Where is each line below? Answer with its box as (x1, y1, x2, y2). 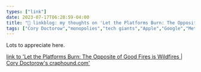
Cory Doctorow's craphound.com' (6, 60, 90, 67)
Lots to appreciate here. (6, 42, 65, 49)
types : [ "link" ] (6, 8, 47, 15)
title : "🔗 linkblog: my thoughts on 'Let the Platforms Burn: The (6, 20, 175, 26)
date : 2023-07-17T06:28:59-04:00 (6, 14, 90, 20)
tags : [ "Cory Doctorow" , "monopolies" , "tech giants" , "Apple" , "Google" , (6, 25, 186, 32)
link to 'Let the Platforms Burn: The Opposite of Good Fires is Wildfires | (6, 53, 183, 60)
